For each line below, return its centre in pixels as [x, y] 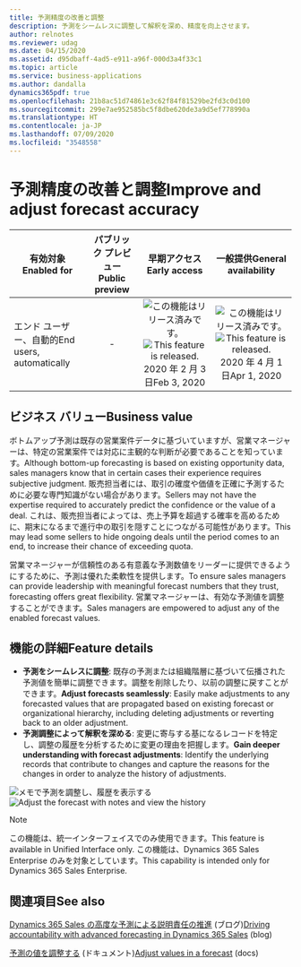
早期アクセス [174, 258]
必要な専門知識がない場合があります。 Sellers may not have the [141, 495]
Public [112, 278]
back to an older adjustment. [75, 723]
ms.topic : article [43, 68]
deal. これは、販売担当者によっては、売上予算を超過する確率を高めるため [145, 515]
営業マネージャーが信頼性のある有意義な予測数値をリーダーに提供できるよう [150, 565]
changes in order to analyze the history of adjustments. [124, 774]
